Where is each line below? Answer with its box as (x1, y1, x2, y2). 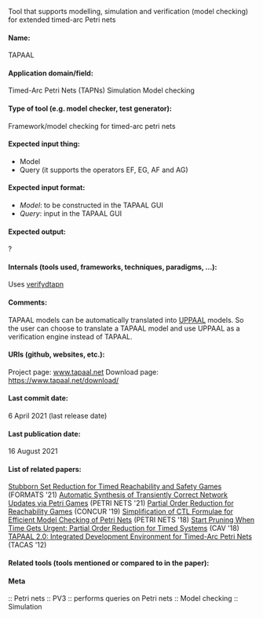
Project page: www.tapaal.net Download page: (8, 367, 159, 376)
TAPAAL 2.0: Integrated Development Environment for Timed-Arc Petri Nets (8, 532, 253, 541)
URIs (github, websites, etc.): (8, 349, 105, 360)
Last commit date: (8, 393, 68, 403)
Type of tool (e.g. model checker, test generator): (8, 104, 173, 113)
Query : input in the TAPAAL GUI (19, 209, 122, 218)
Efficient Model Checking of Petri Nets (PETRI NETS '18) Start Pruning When (8, 515, 255, 525)
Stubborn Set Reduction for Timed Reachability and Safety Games (8, 482, 222, 492)
